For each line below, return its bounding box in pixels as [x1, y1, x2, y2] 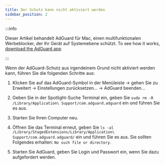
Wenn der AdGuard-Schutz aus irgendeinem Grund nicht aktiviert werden [5, 65, 155, 71]
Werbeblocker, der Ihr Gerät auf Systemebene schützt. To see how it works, [5, 40, 160, 46]
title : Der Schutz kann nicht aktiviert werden [5, 7, 106, 12]
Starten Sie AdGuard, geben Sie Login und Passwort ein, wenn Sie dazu [12, 149, 159, 155]
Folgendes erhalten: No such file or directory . [12, 139, 111, 145]
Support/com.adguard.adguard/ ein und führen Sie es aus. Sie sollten [12, 134, 152, 140]
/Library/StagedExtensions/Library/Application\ [12, 129, 115, 134]
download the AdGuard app [5, 46, 62, 52]
